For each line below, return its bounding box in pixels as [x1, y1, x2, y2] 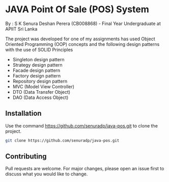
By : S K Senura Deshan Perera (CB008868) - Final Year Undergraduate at [5, 20, 161, 27]
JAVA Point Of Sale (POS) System [5, 4, 149, 15]
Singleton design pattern [12, 56, 65, 62]
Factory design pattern [12, 72, 61, 79]
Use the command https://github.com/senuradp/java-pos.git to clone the [5, 122, 158, 128]
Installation [5, 109, 42, 118]
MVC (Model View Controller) [12, 83, 75, 90]
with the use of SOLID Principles [5, 46, 73, 53]
